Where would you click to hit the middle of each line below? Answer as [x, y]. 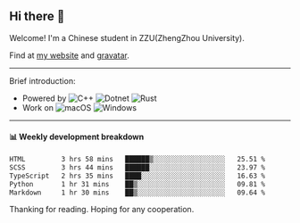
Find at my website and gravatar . [69, 55]
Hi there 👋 [37, 17]
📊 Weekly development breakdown [77, 137]
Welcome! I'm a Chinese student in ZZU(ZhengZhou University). [127, 37]
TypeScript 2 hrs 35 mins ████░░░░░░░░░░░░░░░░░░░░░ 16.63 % [137, 176]
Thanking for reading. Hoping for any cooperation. [102, 210]
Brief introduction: [42, 80]
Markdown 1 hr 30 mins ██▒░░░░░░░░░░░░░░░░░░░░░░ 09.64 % [137, 193]
